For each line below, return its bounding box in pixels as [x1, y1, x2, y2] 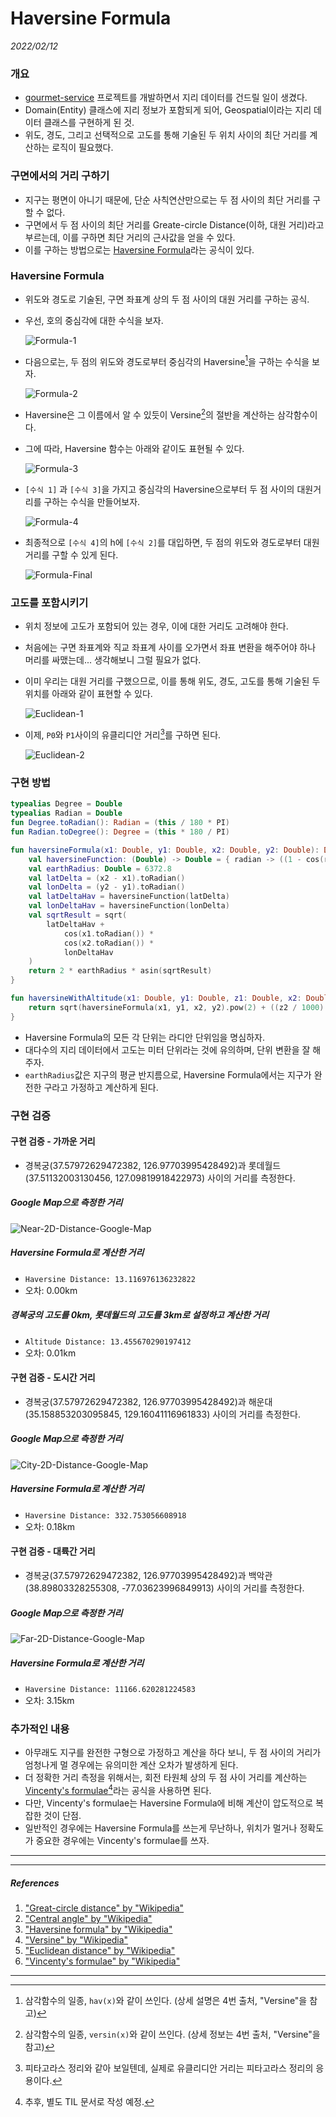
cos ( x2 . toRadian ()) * [63, 938, 155, 948]
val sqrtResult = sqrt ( [28, 910, 128, 921]
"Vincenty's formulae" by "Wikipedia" [24, 1955, 181, 1967]
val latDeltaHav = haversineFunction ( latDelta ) [28, 892, 230, 902]
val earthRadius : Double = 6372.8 [28, 863, 172, 874]
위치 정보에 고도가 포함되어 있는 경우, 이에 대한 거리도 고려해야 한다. [24, 620, 289, 632]
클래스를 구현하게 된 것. [43, 117, 135, 129]
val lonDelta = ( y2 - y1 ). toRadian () [28, 882, 186, 892]
